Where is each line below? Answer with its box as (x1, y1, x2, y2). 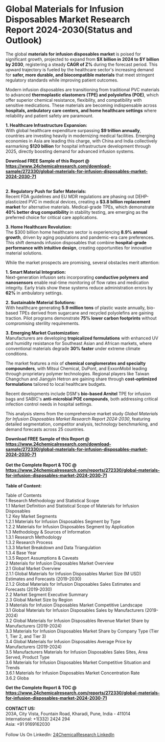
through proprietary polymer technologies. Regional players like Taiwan (5, 371, 150, 376)
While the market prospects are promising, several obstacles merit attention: (5, 259, 160, 265)
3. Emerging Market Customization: (5, 330, 80, 336)
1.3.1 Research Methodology (5, 534, 62, 540)
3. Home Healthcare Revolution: (5, 224, 72, 229)
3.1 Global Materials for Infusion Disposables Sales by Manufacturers (5, 607, 144, 613)
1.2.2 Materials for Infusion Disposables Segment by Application (5, 523, 135, 529)
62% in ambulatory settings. (5, 290, 63, 296)
